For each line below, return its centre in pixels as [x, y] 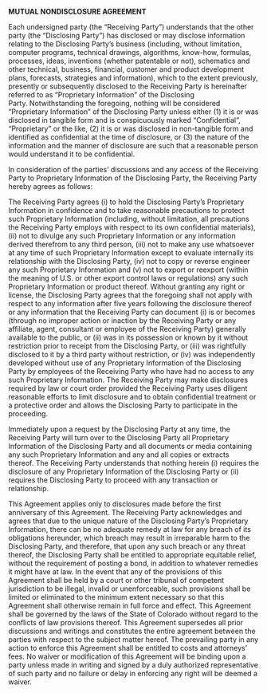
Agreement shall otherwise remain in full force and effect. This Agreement [130, 606]
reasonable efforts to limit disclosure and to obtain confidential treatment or [132, 397]
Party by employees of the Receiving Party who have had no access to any [132, 371]
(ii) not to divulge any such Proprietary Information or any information [122, 236]
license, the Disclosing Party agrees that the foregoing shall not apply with [130, 295]
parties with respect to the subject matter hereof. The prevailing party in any [133, 640]
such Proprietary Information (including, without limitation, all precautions [129, 219]
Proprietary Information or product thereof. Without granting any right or [127, 287]
